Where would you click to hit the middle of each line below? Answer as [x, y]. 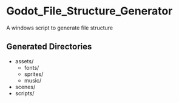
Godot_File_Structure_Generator [89, 11]
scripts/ [25, 93]
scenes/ [25, 87]
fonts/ [32, 67]
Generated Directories [49, 47]
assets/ [24, 61]
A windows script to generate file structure [60, 28]
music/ [32, 80]
